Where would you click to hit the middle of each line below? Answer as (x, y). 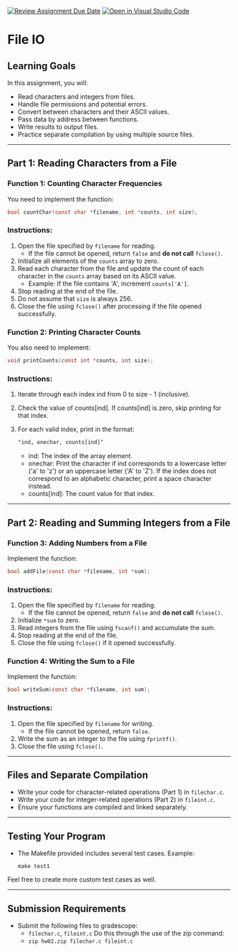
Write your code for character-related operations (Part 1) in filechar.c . (121, 792)
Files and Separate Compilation (78, 775)
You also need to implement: (49, 347)
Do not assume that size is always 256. (75, 298)
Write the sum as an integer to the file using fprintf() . (97, 738)
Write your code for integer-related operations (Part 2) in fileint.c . (116, 800)
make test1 (34, 867)
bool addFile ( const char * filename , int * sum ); (79, 571)
